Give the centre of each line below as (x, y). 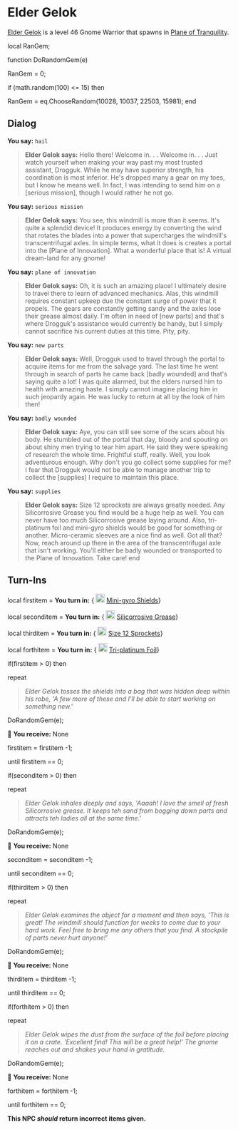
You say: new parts (36, 345)
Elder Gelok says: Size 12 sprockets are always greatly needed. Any (125, 505)
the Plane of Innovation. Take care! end (82, 558)
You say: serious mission (45, 206)
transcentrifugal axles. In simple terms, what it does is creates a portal (128, 242)
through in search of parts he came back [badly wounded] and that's (126, 374)
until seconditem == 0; (41, 873)
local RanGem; (29, 46)
